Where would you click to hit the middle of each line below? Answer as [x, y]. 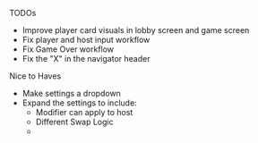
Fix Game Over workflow [68, 49]
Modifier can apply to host [84, 112]
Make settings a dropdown [71, 93]
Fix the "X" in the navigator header [86, 59]
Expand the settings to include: [79, 103]
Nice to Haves [35, 76]
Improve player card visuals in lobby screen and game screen [136, 30]
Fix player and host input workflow [86, 40]
